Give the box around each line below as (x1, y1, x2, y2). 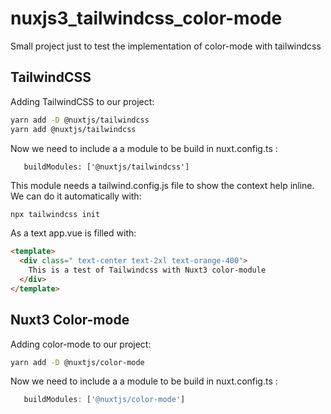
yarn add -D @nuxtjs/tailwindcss (10, 115, 150, 125)
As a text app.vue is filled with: (10, 227, 137, 239)
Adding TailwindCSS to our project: (10, 95, 155, 107)
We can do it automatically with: (10, 190, 142, 202)
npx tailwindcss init (10, 209, 101, 219)
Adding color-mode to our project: (10, 338, 152, 350)
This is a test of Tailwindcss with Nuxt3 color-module (28, 265, 267, 276)
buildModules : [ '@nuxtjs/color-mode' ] (23, 395, 186, 405)
